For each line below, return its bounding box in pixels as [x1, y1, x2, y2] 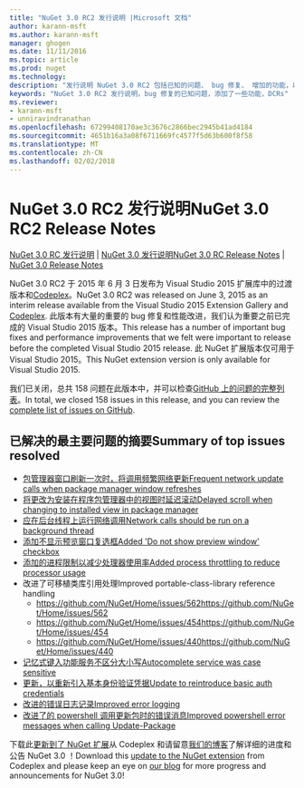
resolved [9, 448, 61, 463]
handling [22, 589, 56, 599]
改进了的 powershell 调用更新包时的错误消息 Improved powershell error [22, 710, 286, 721]
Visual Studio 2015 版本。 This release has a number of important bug [26, 322, 286, 333]
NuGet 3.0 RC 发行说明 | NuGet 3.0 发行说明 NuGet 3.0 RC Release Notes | [9, 249, 285, 260]
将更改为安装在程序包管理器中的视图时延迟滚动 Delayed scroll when [22, 494, 273, 505]
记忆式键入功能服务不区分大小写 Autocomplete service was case [22, 657, 261, 667]
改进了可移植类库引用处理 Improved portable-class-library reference [22, 578, 276, 589]
